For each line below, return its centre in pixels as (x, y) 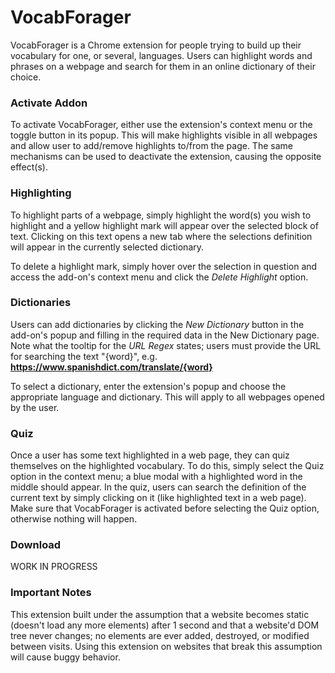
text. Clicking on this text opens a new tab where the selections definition (161, 236)
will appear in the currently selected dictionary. (107, 247)
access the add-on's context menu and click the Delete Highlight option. (159, 277)
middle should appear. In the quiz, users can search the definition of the (158, 487)
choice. (26, 77)
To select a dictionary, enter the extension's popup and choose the (148, 386)
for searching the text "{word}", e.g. (84, 356)
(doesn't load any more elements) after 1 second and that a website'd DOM (165, 625)
